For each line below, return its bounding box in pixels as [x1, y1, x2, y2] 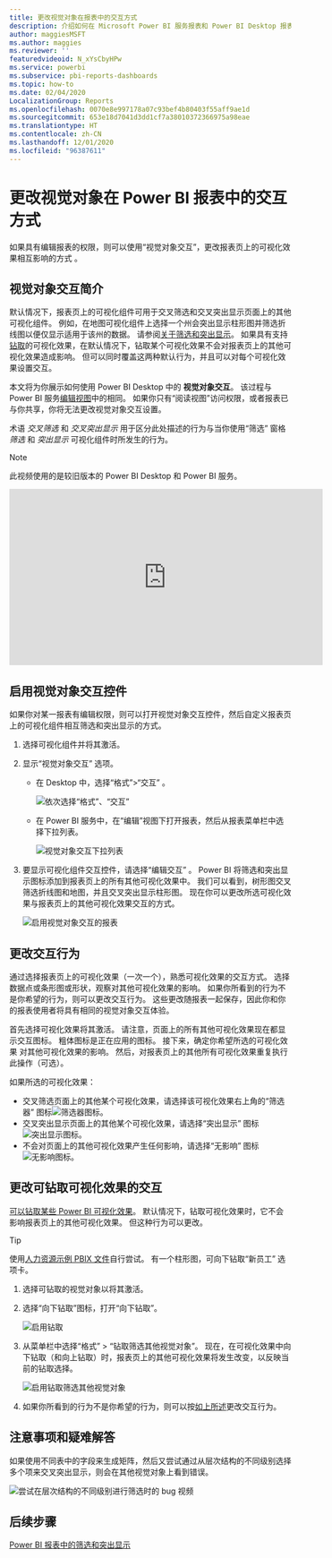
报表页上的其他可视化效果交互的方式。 [38, 898, 180, 909]
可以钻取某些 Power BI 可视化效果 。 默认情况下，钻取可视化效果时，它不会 [9, 1205, 285, 1216]
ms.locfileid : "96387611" [9, 146, 106, 155]
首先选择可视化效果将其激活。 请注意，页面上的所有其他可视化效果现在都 [9, 1024, 278, 1034]
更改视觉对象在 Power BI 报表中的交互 [9, 187, 288, 208]
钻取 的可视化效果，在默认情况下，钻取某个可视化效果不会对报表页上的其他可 [9, 340, 292, 351]
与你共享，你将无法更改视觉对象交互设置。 [9, 404, 166, 415]
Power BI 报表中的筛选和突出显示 [9, 1539, 132, 1550]
